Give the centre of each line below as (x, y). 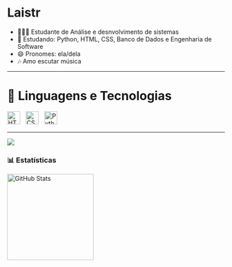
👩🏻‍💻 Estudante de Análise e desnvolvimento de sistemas (98, 32)
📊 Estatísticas (32, 160)
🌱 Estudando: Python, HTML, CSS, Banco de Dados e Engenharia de (114, 39)
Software (30, 46)
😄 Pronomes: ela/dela (49, 54)
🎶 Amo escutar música (49, 61)
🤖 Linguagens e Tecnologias (89, 96)
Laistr (24, 13)
